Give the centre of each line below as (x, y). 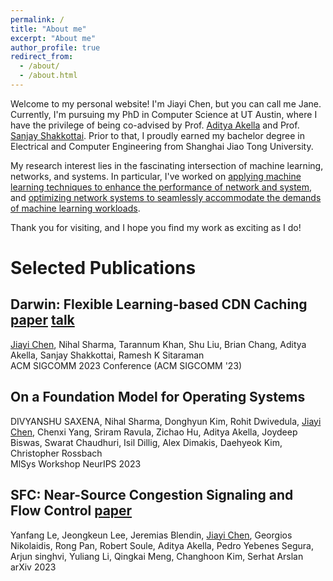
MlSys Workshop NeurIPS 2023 (76, 463)
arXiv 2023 (33, 567)
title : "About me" (48, 29)
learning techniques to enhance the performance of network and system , (161, 187)
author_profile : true (55, 47)
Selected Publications (103, 268)
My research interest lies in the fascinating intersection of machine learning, (167, 165)
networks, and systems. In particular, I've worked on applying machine (156, 176)
